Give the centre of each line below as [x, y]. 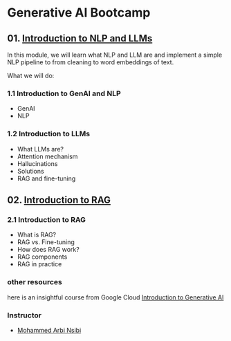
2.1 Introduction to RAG [47, 219]
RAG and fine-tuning [46, 178]
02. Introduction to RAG [59, 200]
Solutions [30, 171]
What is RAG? [37, 235]
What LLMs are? [40, 149]
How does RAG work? [48, 250]
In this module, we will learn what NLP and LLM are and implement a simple [115, 55]
